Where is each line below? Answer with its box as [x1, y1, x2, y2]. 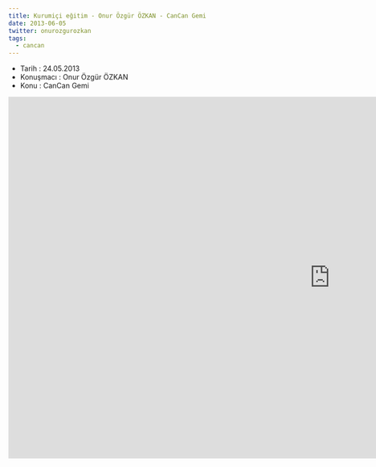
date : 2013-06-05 [8, 19, 67, 27]
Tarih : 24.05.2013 [19, 63, 80, 73]
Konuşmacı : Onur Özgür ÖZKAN [19, 72, 129, 82]
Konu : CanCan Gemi [19, 81, 90, 91]
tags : [8, 34, 27, 43]
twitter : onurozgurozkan [8, 27, 92, 35]
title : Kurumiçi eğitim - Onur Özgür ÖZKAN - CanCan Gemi [8, 11, 206, 20]
